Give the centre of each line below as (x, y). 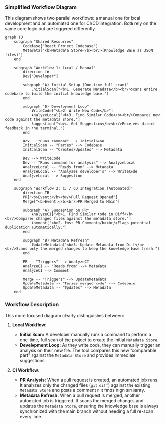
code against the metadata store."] (43, 120)
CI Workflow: (26, 370)
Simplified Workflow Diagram (41, 7)
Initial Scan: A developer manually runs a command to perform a (85, 334)
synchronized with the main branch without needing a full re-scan (86, 411)
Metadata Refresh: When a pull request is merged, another (80, 395)
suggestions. (33, 360)
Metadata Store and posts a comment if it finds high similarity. (82, 390)
